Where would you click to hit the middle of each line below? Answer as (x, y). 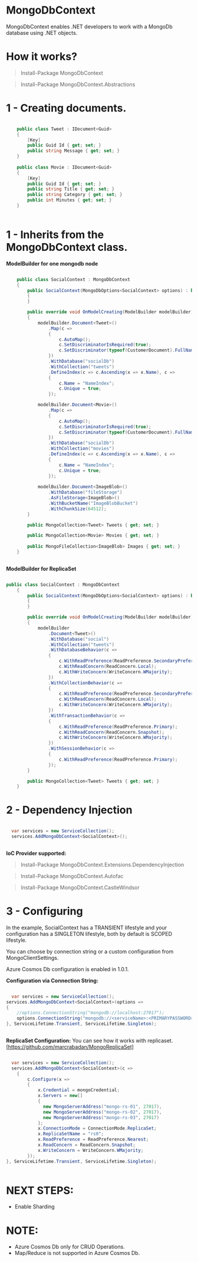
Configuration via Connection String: (52, 981)
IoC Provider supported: (36, 853)
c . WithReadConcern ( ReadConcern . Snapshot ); (112, 732)
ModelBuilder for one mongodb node (52, 263)
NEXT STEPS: (40, 1190)
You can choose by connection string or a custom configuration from (90, 951)
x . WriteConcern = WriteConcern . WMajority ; (90, 1150)
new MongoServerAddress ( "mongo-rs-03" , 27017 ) (101, 1117)
